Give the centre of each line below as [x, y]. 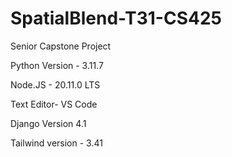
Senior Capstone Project [61, 46]
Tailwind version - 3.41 [56, 143]
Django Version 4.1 [48, 123]
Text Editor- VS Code [54, 104]
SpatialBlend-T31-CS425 [116, 18]
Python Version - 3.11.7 [57, 65]
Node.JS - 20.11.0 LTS [55, 84]
